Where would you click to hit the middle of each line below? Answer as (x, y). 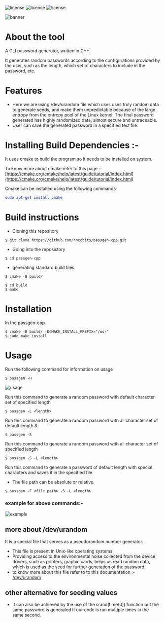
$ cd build (16, 285)
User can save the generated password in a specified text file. (75, 125)
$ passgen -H (18, 378)
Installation (29, 309)
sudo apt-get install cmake (34, 197)
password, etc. (20, 71)
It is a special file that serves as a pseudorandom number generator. (74, 541)
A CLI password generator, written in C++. (48, 51)
